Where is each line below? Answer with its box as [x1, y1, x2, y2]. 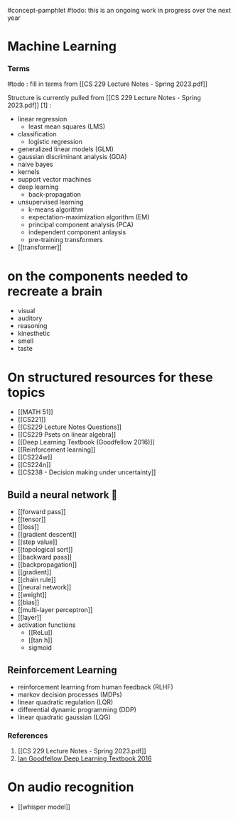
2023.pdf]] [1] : [7, 101, 52, 109]
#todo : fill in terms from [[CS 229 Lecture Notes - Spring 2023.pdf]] [7, 80, 208, 88]
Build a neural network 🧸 [7, 489, 118, 501]
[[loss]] [17, 523, 39, 531]
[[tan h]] [28, 636, 53, 645]
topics [7, 384, 45, 400]
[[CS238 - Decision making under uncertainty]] [17, 468, 156, 476]
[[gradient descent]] [17, 530, 77, 539]
